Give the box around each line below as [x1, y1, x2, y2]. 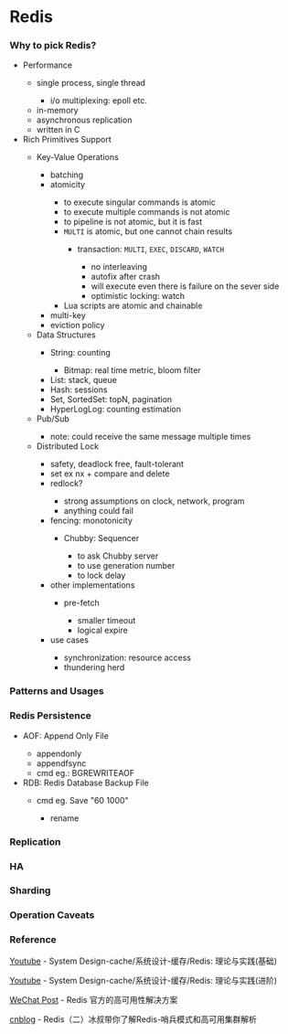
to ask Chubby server [77, 550, 159, 561]
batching [49, 169, 84, 180]
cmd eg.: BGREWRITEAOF [36, 767, 135, 778]
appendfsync [36, 757, 87, 769]
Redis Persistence [9, 709, 91, 722]
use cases [49, 634, 90, 645]
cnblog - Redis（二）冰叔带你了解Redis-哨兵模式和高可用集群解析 [9, 1013, 258, 1025]
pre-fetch [63, 597, 101, 609]
